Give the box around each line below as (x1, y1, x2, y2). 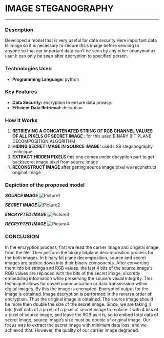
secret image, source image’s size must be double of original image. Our (5, 317, 150, 322)
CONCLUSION (5, 233, 39, 240)
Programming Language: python (12, 76, 79, 82)
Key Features (5, 88, 38, 95)
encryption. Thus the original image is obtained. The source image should (5, 296, 154, 302)
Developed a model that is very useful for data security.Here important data (5, 38, 157, 43)
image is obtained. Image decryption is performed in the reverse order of (5, 291, 152, 297)
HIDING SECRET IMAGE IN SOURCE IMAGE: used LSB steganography (12, 143, 153, 149)
